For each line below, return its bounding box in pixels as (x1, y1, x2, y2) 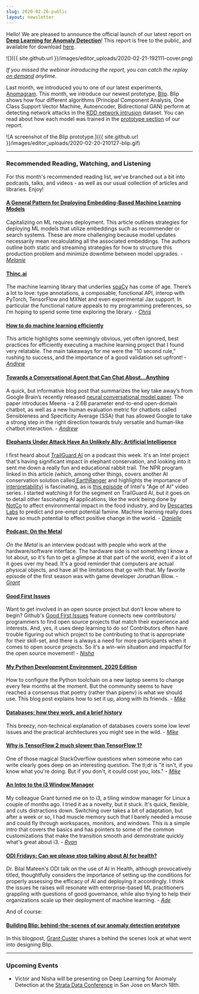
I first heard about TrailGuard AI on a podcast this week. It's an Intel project (6, 451, 190, 458)
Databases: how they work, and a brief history (6, 709, 123, 716)
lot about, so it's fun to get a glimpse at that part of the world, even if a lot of (6, 554, 192, 561)
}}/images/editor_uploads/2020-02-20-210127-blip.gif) (6, 139, 140, 146)
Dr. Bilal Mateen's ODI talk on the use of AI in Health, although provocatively (6, 865, 192, 873)
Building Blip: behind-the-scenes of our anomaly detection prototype (6, 922, 181, 929)
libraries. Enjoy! (6, 185, 44, 193)
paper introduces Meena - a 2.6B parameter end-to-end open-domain (6, 399, 178, 406)
